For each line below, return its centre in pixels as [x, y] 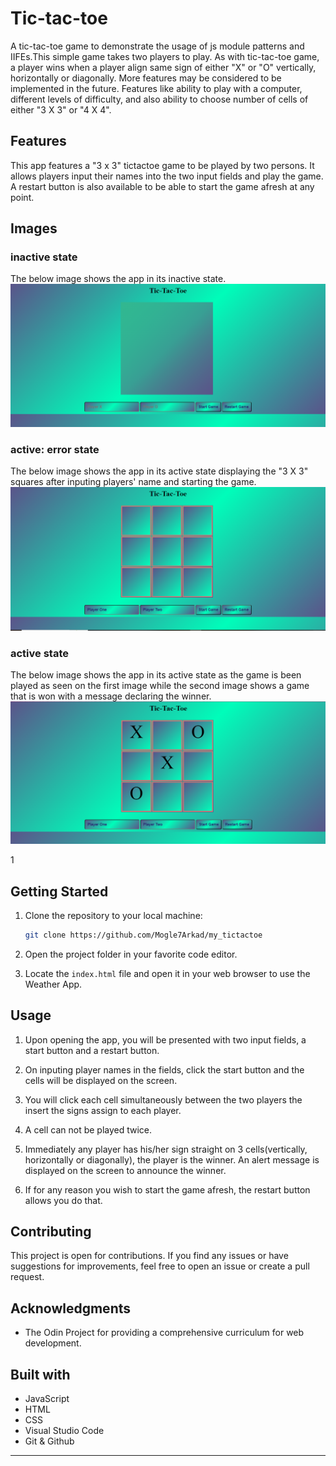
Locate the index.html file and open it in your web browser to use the [167, 973]
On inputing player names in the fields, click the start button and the [164, 1069]
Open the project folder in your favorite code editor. [131, 954]
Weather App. [53, 984]
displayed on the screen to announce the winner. [125, 1170]
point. [22, 197]
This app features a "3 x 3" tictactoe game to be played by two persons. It [162, 165]
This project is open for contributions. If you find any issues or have [149, 1256]
